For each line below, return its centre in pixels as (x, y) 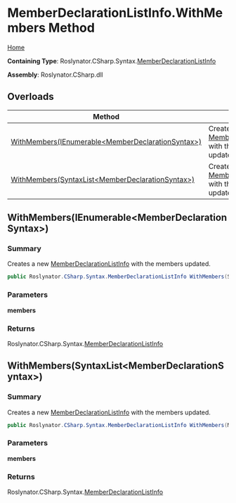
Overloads (31, 97)
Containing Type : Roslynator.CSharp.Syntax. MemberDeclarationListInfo (112, 61)
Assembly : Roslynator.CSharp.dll (55, 75)
